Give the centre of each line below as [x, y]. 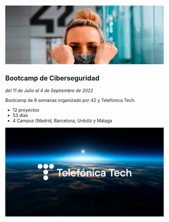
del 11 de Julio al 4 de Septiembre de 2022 [49, 90]
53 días [20, 115]
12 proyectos [26, 110]
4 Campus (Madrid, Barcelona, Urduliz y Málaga [62, 121]
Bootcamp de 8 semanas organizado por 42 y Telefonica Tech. [70, 100]
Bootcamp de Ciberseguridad [52, 78]
